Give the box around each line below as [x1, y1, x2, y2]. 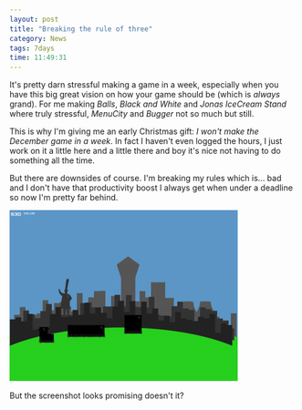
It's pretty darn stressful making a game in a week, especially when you [9, 79, 279, 90]
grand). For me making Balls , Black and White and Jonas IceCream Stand [9, 98, 287, 109]
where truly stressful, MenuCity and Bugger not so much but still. [9, 108, 255, 119]
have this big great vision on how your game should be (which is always [9, 89, 281, 100]
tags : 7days [9, 44, 55, 53]
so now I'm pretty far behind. [9, 192, 119, 203]
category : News [9, 34, 68, 43]
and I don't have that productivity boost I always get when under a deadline [9, 182, 294, 193]
